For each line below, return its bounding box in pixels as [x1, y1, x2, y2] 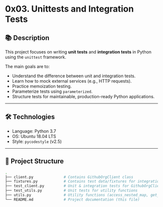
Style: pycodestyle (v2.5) [12, 138, 62, 144]
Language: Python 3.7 [12, 128, 56, 134]
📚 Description [5, 34, 49, 42]
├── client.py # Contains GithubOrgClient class [5, 174, 133, 179]
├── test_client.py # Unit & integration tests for [5, 184, 130, 189]
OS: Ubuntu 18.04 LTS [12, 133, 56, 139]
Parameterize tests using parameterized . [12, 88, 93, 94]
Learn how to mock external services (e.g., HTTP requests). [12, 78, 132, 84]
